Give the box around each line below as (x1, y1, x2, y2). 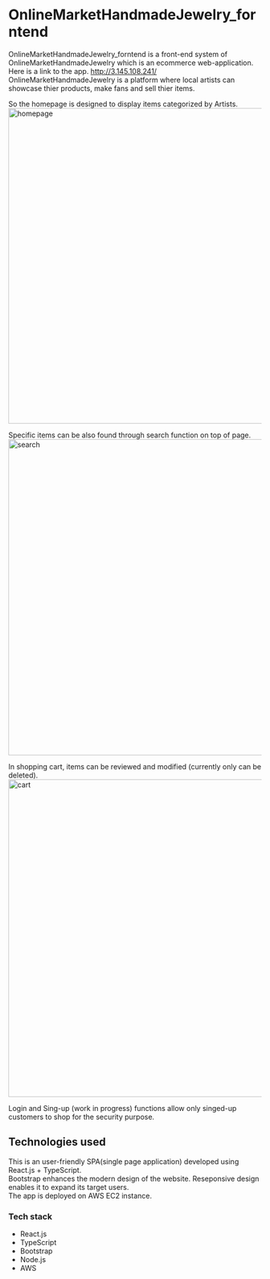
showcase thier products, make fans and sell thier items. (8, 83, 195, 93)
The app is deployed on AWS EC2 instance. (8, 1191, 153, 1200)
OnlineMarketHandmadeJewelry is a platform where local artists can (8, 75, 235, 84)
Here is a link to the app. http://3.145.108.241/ (8, 66, 157, 76)
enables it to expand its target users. (8, 1182, 129, 1191)
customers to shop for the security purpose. (8, 1112, 155, 1121)
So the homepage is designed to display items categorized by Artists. (8, 99, 239, 109)
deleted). (8, 770, 39, 780)
